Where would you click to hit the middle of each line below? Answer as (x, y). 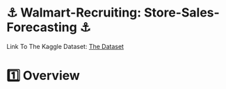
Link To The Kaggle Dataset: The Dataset (65, 46)
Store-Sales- (182, 13)
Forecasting (42, 27)
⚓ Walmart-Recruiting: (74, 13)
